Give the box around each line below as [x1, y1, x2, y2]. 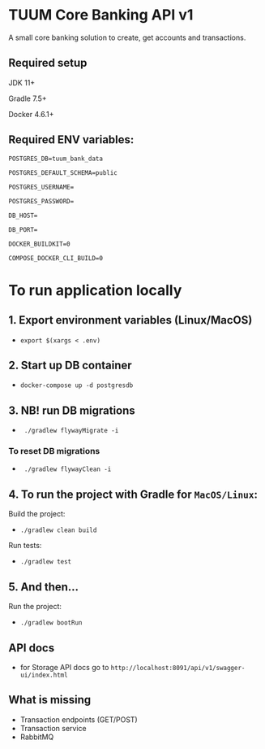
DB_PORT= [8, 225, 38, 233]
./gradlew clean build [19, 526, 97, 534]
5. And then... [8, 580, 79, 594]
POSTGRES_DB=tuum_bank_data [8, 155, 104, 163]
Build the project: [8, 509, 66, 519]
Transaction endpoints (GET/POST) [19, 714, 138, 725]
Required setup [8, 56, 88, 70]
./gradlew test [19, 558, 72, 566]
